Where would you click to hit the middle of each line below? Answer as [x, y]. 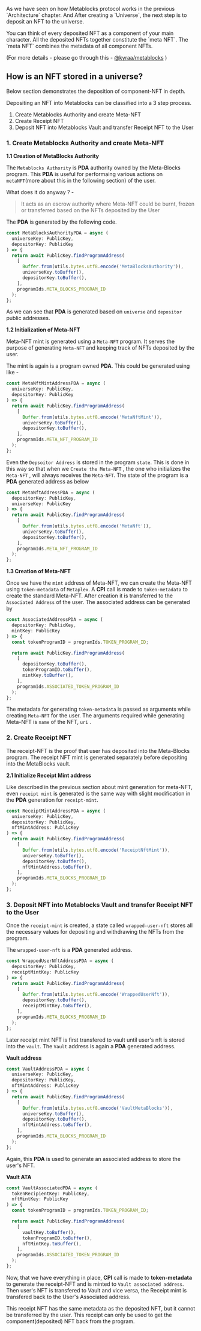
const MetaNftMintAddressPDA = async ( [56, 383]
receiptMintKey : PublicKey [45, 972]
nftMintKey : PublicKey [40, 1199]
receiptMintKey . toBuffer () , [57, 1006]
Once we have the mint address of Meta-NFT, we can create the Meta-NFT [99, 583]
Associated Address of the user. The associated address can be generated [98, 602]
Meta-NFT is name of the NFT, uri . [49, 722]
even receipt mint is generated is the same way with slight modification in [98, 793]
